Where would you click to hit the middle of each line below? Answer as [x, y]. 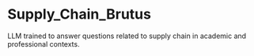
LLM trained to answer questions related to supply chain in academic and [127, 36]
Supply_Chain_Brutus [80, 14]
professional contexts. [44, 44]
